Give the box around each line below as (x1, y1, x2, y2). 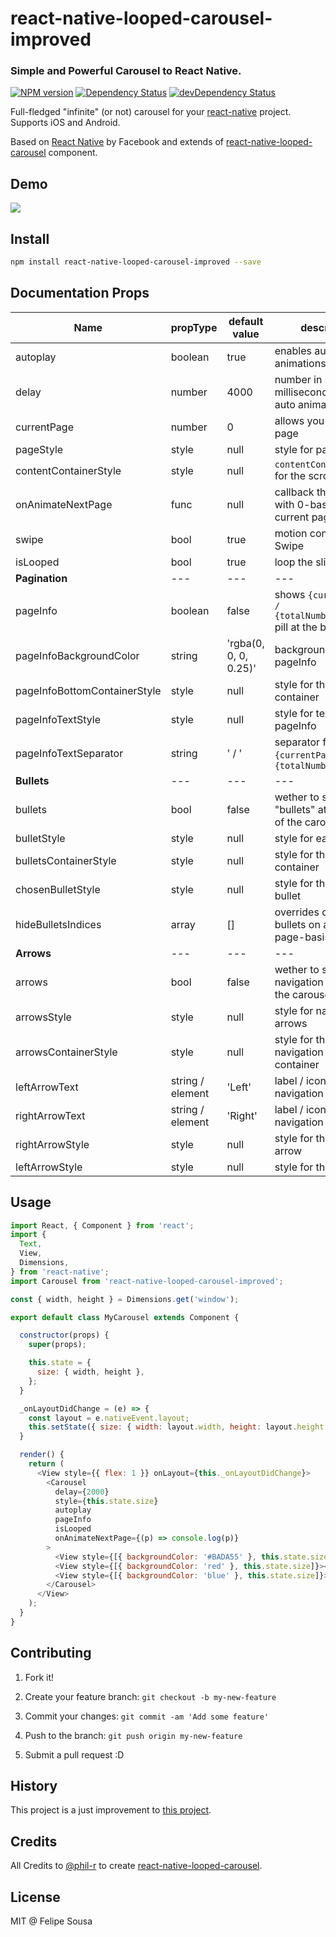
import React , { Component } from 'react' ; (10, 1220, 195, 1231)
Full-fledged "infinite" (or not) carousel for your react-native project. (10, 106, 292, 118)
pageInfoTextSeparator (15, 746, 124, 760)
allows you (274, 413, 325, 427)
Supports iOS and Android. (10, 117, 121, 129)
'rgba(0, (226, 636, 265, 650)
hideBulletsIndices (15, 917, 102, 931)
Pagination (15, 571, 68, 585)
